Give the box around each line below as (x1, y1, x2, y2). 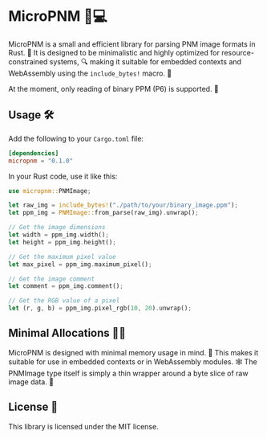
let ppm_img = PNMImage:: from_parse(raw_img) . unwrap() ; (8, 209, 199, 217)
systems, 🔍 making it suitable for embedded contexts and (49, 56, 242, 66)
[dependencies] (8, 149, 59, 158)
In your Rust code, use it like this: (8, 171, 118, 181)
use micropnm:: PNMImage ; (8, 187, 91, 195)
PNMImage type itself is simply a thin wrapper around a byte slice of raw (8, 368, 249, 378)
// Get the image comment (8, 275, 95, 283)
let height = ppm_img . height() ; (8, 238, 116, 246)
